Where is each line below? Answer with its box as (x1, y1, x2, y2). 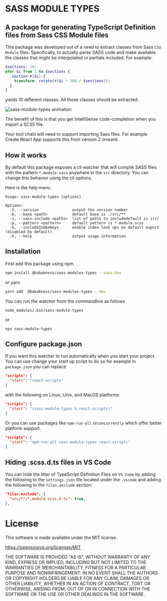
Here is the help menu (5, 185, 51, 191)
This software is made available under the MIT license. (5, 534, 117, 540)
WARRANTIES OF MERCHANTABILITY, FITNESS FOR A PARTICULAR (5, 564, 146, 570)
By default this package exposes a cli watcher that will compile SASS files (5, 164, 157, 170)
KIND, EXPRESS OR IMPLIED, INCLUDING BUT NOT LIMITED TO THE (5, 559, 147, 565)
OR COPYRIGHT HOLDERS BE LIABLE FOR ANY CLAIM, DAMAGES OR (5, 575, 150, 581)
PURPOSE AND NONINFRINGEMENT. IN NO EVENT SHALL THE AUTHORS (5, 569, 159, 576)
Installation (5, 247, 41, 256)
